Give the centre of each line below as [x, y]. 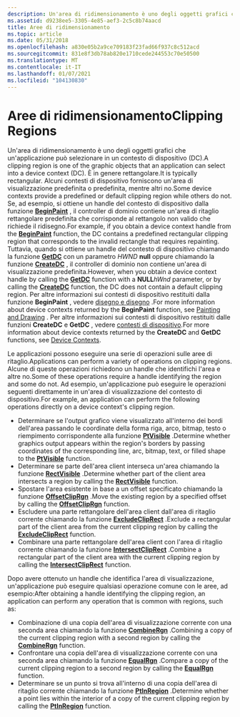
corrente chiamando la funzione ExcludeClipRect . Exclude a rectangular [124, 519]
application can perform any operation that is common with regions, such [115, 601]
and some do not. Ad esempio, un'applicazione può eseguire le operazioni [117, 384]
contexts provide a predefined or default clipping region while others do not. [120, 196]
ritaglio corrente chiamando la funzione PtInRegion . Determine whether [123, 691]
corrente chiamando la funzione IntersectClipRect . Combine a [110, 549]
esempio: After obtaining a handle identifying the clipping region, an [106, 594]
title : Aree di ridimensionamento [59, 27]
